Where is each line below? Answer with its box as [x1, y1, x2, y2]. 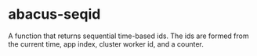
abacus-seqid [8, 5, 101, 23]
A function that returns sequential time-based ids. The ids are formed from [8, 31, 249, 40]
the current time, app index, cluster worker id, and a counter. [8, 39, 204, 48]
